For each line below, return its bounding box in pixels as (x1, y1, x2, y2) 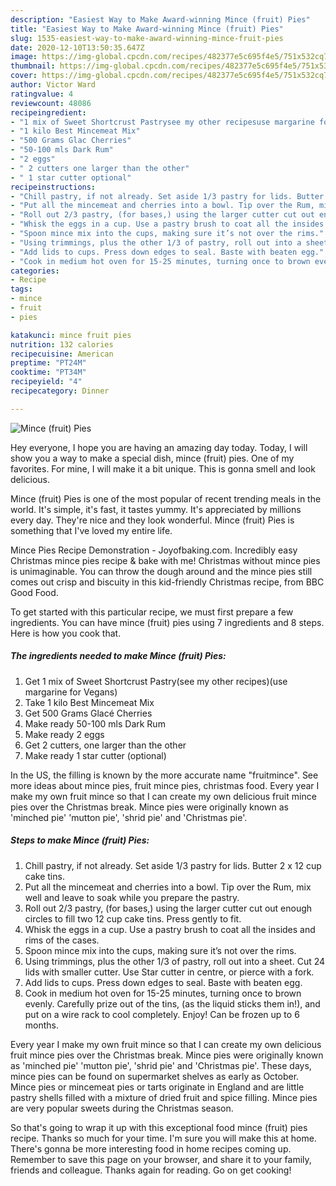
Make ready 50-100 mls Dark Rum (24, 717, 166, 730)
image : (10, 52, 38, 62)
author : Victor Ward (10, 80, 97, 90)
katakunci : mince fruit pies (10, 330, 132, 340)
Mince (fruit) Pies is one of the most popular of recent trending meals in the (10, 492, 322, 505)
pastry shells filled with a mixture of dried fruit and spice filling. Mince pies (10, 1091, 318, 1103)
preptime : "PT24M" (10, 358, 87, 368)
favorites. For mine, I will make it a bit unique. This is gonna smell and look (10, 462, 316, 475)
